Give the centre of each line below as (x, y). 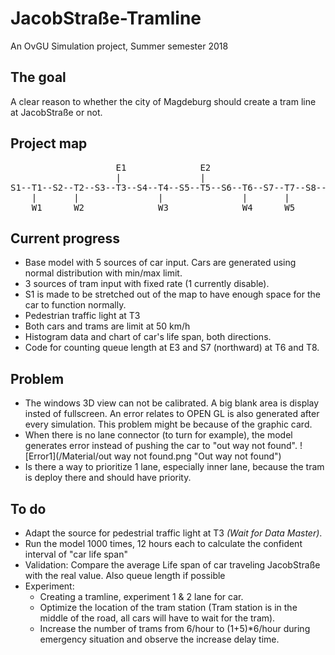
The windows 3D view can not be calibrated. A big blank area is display (172, 403)
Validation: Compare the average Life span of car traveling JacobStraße (172, 565)
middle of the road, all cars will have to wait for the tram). (157, 618)
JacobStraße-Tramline (106, 18)
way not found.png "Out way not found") (197, 456)
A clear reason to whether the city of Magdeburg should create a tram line (163, 101)
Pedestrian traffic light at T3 (82, 316)
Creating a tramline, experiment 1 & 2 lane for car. (141, 596)
